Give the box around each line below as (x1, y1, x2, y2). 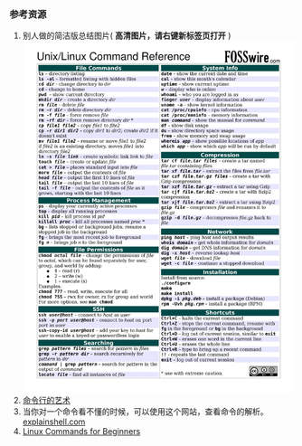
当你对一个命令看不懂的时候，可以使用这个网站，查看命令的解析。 (22, 405, 269, 417)
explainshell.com (22, 416, 86, 427)
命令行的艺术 (22, 394, 71, 405)
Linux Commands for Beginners (22, 425, 141, 436)
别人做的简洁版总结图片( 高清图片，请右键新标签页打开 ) (22, 30, 231, 42)
